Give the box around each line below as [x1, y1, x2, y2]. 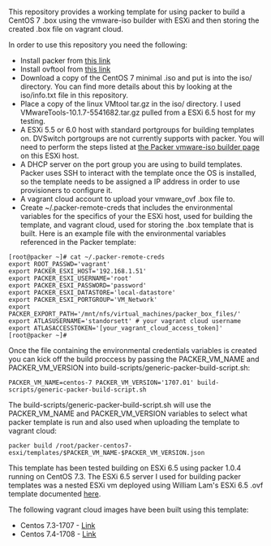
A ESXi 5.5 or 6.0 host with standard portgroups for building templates [19, 125, 255, 134]
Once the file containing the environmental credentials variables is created [8, 346, 257, 355]
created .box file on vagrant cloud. [8, 24, 124, 33]
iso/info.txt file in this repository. [19, 90, 128, 100]
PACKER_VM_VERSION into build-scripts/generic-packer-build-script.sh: [8, 363, 251, 373]
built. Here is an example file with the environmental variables [19, 229, 226, 238]
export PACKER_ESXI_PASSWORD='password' [8, 282, 148, 290]
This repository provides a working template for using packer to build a [8, 7, 246, 16]
